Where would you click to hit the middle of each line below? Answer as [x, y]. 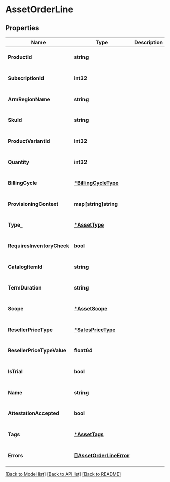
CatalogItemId [25, 267]
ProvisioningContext [33, 204]
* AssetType [89, 225]
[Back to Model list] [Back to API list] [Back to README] [63, 474]
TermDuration [25, 288]
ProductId [20, 57]
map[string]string [96, 204]
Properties [22, 28]
